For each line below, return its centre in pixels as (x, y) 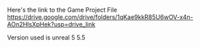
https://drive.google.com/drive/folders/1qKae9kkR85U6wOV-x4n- (100, 17)
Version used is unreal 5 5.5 (46, 37)
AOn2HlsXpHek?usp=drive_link (51, 24)
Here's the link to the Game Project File (62, 10)
